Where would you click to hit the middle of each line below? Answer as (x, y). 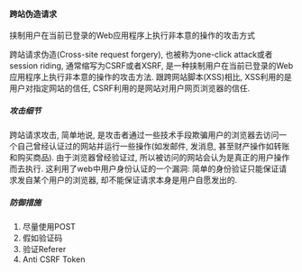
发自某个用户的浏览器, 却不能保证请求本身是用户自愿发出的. (127, 180)
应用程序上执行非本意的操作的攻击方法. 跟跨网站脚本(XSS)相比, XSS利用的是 (151, 77)
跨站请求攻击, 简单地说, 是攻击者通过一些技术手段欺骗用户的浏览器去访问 (144, 135)
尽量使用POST (49, 227)
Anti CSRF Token (54, 259)
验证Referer (44, 249)
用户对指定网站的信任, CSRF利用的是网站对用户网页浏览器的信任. (130, 88)
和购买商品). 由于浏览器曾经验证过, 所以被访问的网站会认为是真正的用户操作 (150, 158)
